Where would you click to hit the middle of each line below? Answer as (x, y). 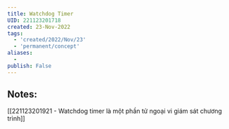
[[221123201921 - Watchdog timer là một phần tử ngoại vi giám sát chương (115, 111)
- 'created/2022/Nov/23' (50, 40)
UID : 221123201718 (34, 20)
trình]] (17, 118)
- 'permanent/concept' (47, 46)
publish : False (30, 66)
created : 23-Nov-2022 (39, 27)
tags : (15, 33)
